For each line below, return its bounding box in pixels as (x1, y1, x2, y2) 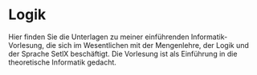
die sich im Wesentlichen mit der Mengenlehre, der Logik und (45, 40, 249, 49)
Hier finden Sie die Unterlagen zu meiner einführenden (8, 32, 190, 41)
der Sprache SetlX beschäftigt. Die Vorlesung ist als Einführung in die (8, 49, 238, 58)
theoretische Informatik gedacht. (8, 57, 116, 67)
